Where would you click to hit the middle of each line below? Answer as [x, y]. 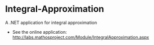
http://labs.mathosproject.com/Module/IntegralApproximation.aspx [80, 37]
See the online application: [39, 32]
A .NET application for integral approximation [51, 22]
